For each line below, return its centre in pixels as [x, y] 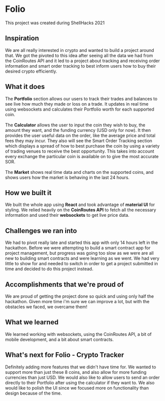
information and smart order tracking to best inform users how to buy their [81, 66]
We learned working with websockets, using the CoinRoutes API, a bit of [78, 334]
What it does [25, 87]
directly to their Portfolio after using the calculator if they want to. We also [80, 382]
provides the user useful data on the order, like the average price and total [80, 135]
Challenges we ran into [41, 231]
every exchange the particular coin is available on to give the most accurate [82, 156]
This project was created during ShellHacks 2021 [55, 23]
